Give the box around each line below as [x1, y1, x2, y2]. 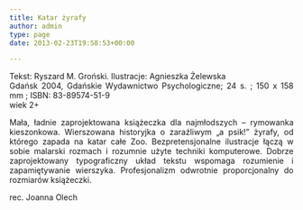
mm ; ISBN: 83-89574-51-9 [9, 90, 111, 101]
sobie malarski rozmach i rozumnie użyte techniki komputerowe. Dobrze [9, 146, 294, 157]
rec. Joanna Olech [9, 192, 78, 203]
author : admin [9, 22, 63, 31]
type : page [9, 30, 50, 39]
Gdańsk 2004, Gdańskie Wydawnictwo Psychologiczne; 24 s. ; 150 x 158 [9, 80, 294, 91]
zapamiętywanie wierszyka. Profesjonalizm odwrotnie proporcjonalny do [9, 165, 294, 176]
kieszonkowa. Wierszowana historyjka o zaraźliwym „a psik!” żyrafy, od [9, 127, 294, 138]
